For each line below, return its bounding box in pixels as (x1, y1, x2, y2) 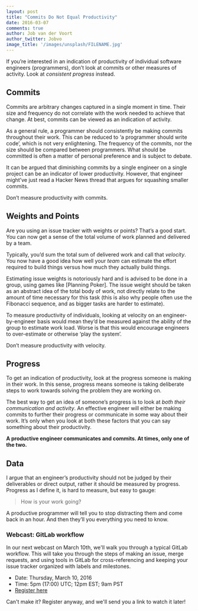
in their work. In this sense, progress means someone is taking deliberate (6, 381, 184, 388)
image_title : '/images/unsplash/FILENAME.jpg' (6, 42, 123, 48)
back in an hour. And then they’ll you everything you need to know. (6, 516, 168, 523)
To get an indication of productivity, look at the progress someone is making (6, 375, 191, 382)
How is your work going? (20, 498, 82, 505)
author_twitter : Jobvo (6, 36, 62, 42)
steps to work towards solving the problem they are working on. (6, 387, 162, 394)
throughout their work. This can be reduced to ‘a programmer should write (6, 134, 187, 141)
